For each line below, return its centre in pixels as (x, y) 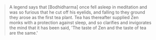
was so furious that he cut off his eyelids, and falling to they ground (77, 12)
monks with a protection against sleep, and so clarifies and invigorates (80, 22)
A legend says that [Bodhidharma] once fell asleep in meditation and (78, 7)
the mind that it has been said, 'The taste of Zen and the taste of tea (78, 28)
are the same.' (23, 33)
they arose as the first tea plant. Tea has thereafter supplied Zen (74, 17)
